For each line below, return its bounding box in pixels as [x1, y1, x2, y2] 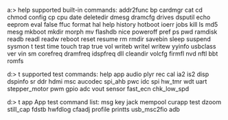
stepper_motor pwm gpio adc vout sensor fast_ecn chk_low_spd [7, 85, 190, 93]
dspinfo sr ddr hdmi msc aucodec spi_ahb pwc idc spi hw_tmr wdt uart [7, 77, 207, 85]
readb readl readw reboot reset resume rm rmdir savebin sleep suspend [7, 35, 211, 43]
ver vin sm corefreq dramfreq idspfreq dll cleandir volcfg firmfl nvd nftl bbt [7, 49, 218, 58]
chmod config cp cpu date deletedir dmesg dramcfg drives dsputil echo [7, 13, 211, 21]
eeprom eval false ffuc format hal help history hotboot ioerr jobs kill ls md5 [7, 21, 218, 28]
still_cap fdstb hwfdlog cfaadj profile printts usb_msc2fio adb [7, 106, 181, 113]
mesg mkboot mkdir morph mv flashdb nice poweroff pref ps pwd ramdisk [7, 27, 218, 36]
